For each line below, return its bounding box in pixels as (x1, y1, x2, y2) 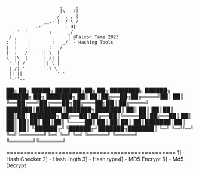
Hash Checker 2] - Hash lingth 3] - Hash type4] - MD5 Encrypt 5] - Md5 (6, 156, 184, 162)
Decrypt (6, 162, 26, 169)
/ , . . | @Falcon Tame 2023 (8, 34, 119, 40)
